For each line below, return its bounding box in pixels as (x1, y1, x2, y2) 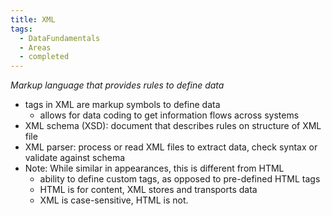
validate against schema (24, 152, 126, 164)
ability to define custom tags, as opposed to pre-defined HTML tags (39, 173, 321, 185)
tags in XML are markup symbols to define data (24, 99, 221, 111)
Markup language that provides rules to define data (10, 79, 225, 91)
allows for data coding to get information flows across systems (39, 109, 300, 121)
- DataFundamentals (19, 33, 101, 43)
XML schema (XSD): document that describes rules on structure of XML (24, 120, 322, 132)
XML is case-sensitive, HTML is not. (39, 194, 189, 206)
